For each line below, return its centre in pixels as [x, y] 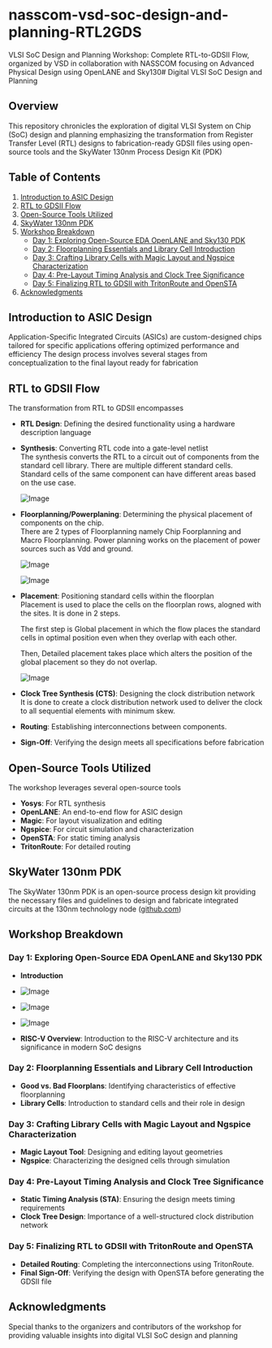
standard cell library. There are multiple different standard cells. [126, 466]
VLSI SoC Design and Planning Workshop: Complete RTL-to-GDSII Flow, [129, 54]
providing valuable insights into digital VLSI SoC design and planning [123, 1335]
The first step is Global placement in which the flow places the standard [140, 629]
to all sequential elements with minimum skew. [98, 711]
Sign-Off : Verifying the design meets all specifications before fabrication [142, 742]
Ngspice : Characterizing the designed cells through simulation [125, 1161]
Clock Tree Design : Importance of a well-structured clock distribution [137, 1216]
